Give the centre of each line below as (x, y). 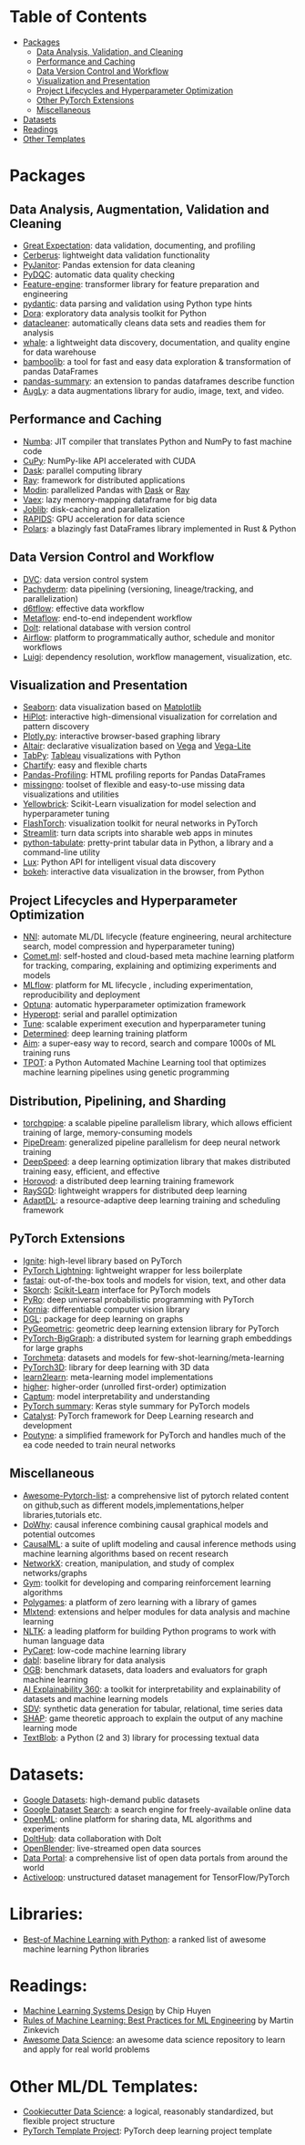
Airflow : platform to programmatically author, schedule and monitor (148, 637)
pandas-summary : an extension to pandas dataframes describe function (158, 381)
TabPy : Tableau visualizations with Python (102, 756)
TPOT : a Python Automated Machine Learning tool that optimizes (144, 1063)
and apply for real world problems (86, 2049)
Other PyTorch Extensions (85, 100)
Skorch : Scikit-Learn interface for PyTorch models (117, 1289)
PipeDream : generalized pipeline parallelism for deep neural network (151, 1142)
